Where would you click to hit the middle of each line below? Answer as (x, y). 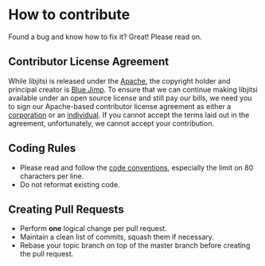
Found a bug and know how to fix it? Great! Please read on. (105, 37)
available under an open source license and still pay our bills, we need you (130, 98)
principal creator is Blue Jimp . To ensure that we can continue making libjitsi (133, 89)
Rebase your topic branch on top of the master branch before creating (135, 245)
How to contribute (69, 15)
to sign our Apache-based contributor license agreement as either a (120, 106)
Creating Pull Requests (66, 209)
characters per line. (52, 176)
